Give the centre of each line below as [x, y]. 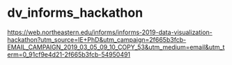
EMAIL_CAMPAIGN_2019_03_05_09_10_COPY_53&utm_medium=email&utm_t [116, 47]
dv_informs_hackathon [75, 13]
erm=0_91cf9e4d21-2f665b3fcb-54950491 [69, 55]
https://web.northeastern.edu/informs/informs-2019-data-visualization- [110, 32]
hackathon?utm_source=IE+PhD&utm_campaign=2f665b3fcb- [97, 39]
